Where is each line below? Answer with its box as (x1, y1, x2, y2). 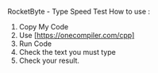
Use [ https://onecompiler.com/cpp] (18, 31, 135, 40)
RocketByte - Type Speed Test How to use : (7, 7, 151, 16)
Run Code (18, 39, 52, 48)
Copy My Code (18, 22, 69, 31)
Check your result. (18, 56, 80, 65)
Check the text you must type (18, 48, 116, 56)
